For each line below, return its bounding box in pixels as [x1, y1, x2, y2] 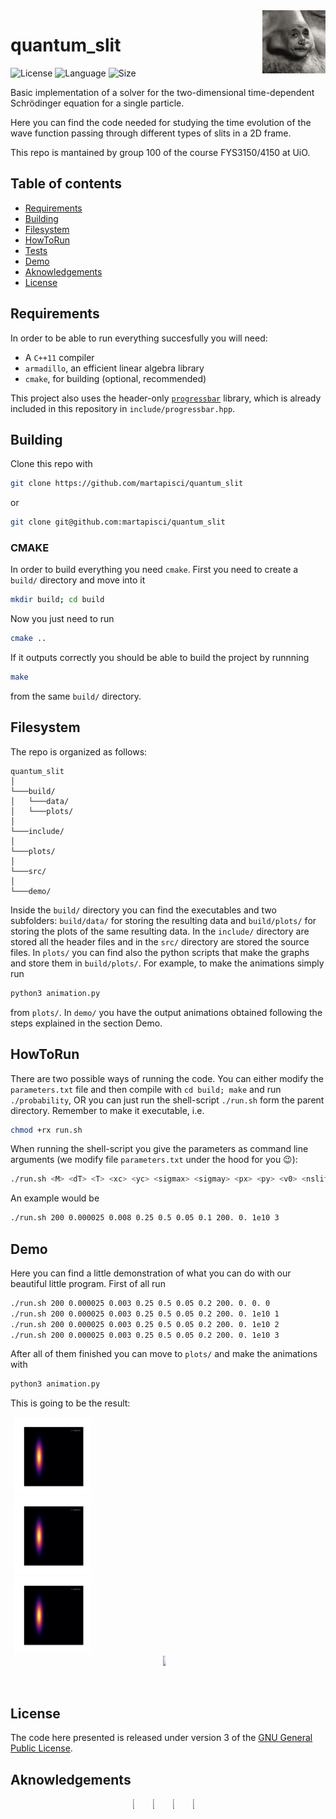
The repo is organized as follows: [10, 745, 148, 758]
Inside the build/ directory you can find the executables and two [10, 904, 277, 916]
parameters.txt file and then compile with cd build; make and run [10, 1083, 282, 1095]
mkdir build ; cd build [10, 595, 105, 605]
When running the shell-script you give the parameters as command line [10, 1143, 309, 1155]
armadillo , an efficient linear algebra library [24, 362, 205, 374]
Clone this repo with [10, 458, 93, 470]
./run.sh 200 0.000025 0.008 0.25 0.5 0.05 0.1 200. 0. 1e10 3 [10, 1213, 280, 1223]
